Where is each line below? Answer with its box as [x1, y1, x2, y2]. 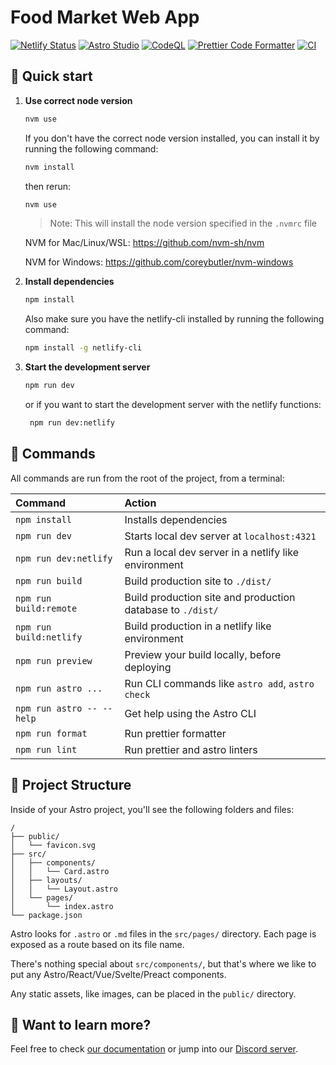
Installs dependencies [124, 512, 228, 526]
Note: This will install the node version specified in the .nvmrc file [49, 217, 318, 230]
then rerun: [24, 180, 72, 192]
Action [124, 496, 157, 510]
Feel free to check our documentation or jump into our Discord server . [10, 1043, 299, 1055]
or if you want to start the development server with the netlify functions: [24, 399, 322, 410]
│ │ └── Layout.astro [10, 884, 118, 894]
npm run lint [15, 744, 78, 755]
